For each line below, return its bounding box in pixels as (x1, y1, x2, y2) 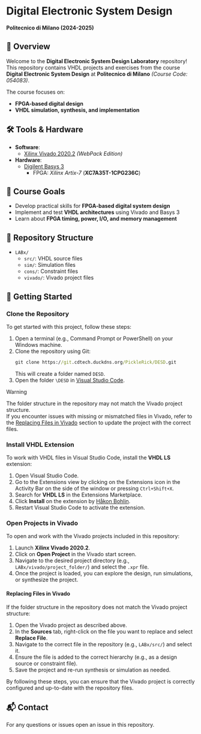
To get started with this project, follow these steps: (6, 323, 132, 330)
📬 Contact (6, 702, 49, 712)
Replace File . (14, 634, 48, 641)
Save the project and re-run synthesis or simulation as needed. (14, 666, 171, 673)
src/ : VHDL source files (23, 255, 83, 262)
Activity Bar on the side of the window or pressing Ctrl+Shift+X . (14, 485, 174, 492)
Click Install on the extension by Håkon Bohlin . (14, 498, 131, 505)
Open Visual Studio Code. (14, 472, 79, 479)
